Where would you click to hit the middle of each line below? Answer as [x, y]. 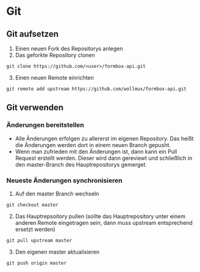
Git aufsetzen [33, 34]
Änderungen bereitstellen [45, 125]
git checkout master [33, 205]
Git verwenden [35, 108]
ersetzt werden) [35, 229]
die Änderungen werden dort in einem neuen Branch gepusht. [93, 145]
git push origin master [37, 263]
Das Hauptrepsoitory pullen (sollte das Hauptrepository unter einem [100, 216]
